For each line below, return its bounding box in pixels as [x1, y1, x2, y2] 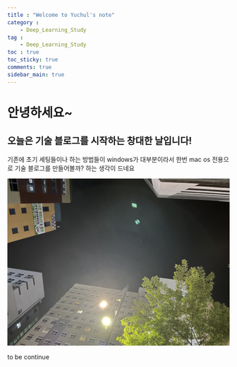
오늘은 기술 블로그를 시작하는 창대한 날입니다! [7, 135, 193, 147]
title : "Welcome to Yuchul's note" [7, 11, 115, 18]
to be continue [7, 352, 49, 361]
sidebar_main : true [7, 71, 65, 78]
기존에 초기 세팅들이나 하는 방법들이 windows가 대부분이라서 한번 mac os [7, 155, 211, 163]
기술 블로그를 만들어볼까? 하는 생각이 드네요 [14, 163, 135, 173]
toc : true [7, 49, 39, 56]
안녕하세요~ [7, 105, 73, 120]
